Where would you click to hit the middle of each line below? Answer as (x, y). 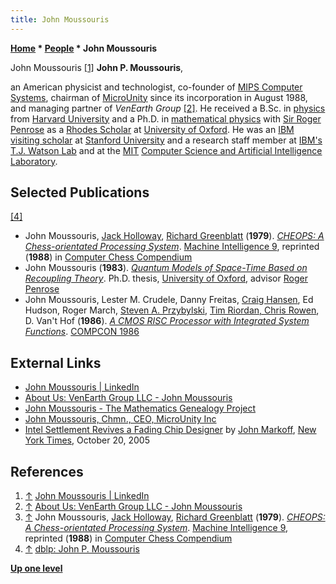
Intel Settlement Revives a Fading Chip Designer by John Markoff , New (170, 430)
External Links (56, 362)
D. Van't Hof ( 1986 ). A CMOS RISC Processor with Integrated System (167, 321)
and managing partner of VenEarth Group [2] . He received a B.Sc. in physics (168, 108)
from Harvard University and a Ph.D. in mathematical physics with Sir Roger (166, 118)
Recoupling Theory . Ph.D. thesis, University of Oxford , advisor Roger (166, 278)
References (47, 471)
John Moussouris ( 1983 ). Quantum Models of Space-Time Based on (166, 268)
